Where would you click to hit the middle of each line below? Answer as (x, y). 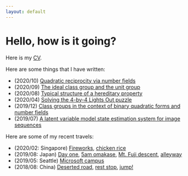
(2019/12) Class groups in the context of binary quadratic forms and (97, 106)
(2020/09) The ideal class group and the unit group (77, 87)
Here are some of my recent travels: (50, 136)
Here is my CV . (24, 58)
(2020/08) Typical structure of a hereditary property (78, 93)
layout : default (26, 12)
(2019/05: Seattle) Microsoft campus (59, 161)
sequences (28, 125)
